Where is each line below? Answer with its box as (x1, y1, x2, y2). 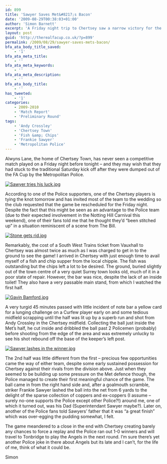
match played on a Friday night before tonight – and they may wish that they (5, 161, 161, 167)
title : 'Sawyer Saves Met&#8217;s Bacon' (5, 12, 93, 17)
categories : (5, 100, 30, 105)
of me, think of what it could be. (5, 445, 71, 450)
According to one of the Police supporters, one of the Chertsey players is (5, 191, 156, 197)
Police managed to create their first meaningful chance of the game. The (5, 377, 155, 382)
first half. (5, 285, 23, 290)
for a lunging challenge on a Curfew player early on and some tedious (5, 309, 149, 315)
